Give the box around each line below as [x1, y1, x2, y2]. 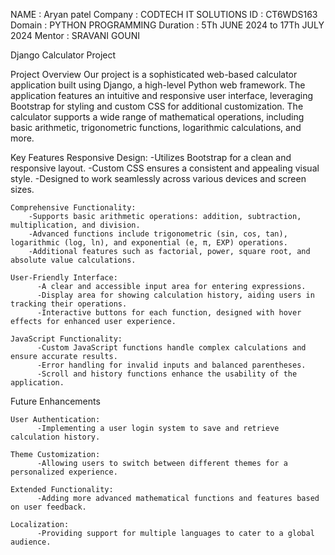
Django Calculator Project [10, 49, 117, 61]
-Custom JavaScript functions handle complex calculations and [36, 343, 307, 353]
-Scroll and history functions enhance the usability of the [36, 369, 298, 379]
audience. [10, 537, 52, 547]
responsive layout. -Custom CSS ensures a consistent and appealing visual [10, 162, 320, 174]
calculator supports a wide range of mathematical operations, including [10, 111, 305, 123]
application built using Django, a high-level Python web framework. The [10, 79, 306, 91]
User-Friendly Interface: [10, 273, 118, 283]
